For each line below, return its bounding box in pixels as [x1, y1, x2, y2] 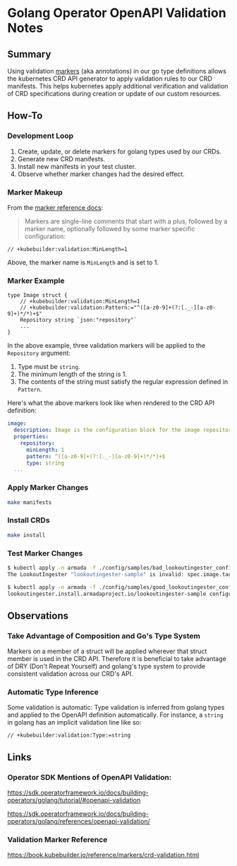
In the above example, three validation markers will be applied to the [7, 341, 206, 350]
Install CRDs [7, 515, 51, 525]
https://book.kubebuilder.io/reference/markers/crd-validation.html [7, 850, 200, 860]
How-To [7, 110, 43, 122]
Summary [7, 48, 51, 60]
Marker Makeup [7, 187, 63, 197]
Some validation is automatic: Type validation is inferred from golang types [7, 703, 225, 712]
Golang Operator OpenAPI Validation [7, 5, 227, 21]
